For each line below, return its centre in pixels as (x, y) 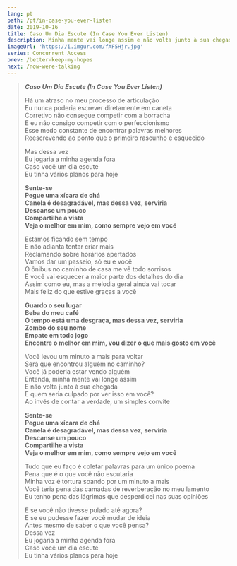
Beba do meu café (51, 312)
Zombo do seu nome (55, 328)
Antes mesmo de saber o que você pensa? (87, 525)
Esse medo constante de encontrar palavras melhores (103, 130)
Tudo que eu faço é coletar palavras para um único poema (110, 466)
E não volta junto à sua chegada (71, 387)
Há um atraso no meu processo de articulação (92, 100)
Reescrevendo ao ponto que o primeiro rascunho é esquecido (114, 138)
